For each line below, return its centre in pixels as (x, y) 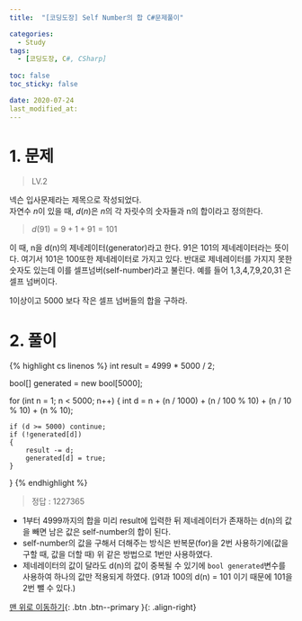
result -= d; (50, 451)
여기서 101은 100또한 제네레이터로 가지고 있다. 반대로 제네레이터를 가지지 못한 (157, 259)
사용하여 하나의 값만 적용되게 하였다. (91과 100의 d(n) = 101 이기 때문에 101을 (157, 577)
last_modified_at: (44, 109)
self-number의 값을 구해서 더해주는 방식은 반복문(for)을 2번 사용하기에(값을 (155, 543)
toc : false (30, 76)
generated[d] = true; (66, 459)
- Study (32, 42)
